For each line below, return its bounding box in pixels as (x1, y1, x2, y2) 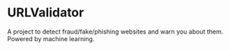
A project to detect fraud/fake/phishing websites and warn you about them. (7, 27, 224, 36)
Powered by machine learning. (7, 34, 95, 42)
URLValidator (7, 5, 84, 21)
